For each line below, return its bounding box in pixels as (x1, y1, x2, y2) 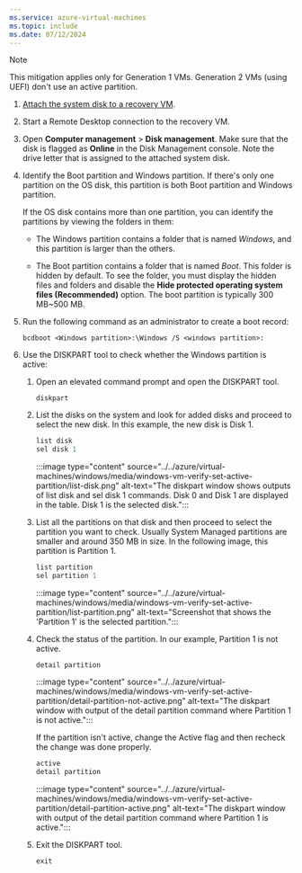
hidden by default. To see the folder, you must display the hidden (35, 271, 277, 281)
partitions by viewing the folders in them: (22, 217, 174, 227)
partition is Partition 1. (35, 546, 117, 557)
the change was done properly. (35, 741, 152, 752)
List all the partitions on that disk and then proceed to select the (35, 517, 272, 528)
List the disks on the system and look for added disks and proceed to (35, 410, 292, 421)
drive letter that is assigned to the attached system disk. (22, 153, 231, 164)
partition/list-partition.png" (35, 606, 135, 617)
